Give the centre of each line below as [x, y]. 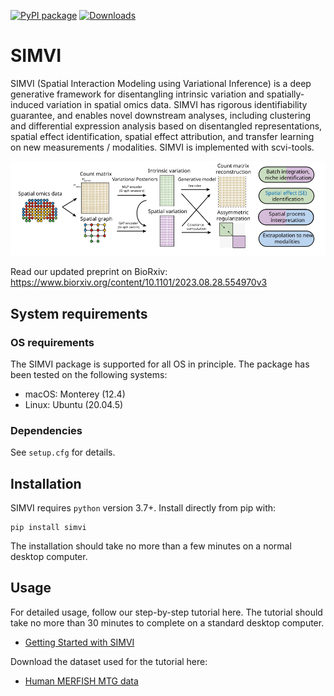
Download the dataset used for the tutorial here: [109, 661]
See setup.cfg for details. [63, 452]
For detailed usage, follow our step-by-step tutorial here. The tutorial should [166, 612]
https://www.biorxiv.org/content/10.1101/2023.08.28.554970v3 [139, 282]
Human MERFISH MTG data [81, 681]
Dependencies [46, 430]
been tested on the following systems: [89, 374]
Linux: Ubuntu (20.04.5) [74, 404]
